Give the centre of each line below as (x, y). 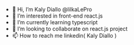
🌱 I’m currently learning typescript (55, 22)
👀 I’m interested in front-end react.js (57, 16)
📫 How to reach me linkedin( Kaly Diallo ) (64, 36)
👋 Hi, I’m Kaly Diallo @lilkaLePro (52, 9)
